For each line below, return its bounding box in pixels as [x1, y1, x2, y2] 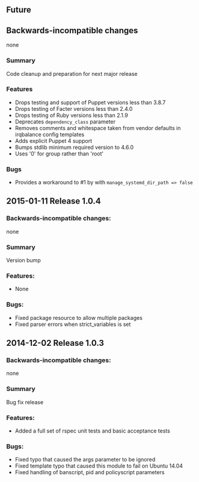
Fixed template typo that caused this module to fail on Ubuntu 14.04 [14, 462, 183, 469]
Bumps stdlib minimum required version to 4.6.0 [14, 143, 134, 151]
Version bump [6, 257, 41, 264]
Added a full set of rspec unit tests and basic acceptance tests [14, 427, 170, 434]
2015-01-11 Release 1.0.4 [6, 196, 101, 207]
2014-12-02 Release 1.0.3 [6, 338, 104, 348]
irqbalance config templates [14, 131, 85, 138]
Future [6, 5, 32, 15]
